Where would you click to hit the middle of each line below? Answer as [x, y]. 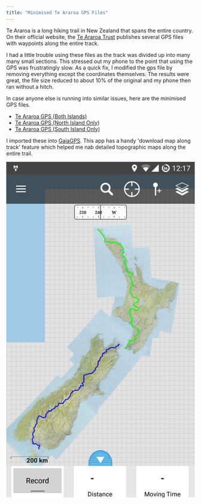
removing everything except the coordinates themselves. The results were [98, 74]
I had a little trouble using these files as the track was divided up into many [98, 55]
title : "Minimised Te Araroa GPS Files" [57, 13]
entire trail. [19, 153]
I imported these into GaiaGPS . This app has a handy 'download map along [98, 140]
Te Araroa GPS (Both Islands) [51, 116]
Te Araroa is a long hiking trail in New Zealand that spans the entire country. [100, 31]
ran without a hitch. [30, 86]
